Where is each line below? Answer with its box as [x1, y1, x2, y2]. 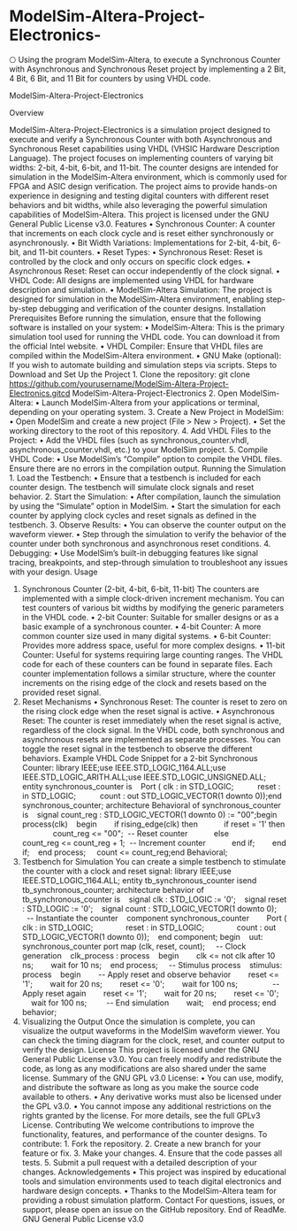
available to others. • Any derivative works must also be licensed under [21, 1091, 282, 1102]
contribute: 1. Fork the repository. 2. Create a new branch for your [21, 1138, 262, 1149]
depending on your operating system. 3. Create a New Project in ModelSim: [9, 406, 285, 417]
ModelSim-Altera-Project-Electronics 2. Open [72, 388, 239, 398]
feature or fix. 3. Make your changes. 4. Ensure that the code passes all [21, 1148, 283, 1158]
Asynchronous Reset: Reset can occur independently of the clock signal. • [9, 265, 281, 276]
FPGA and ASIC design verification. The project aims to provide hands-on [9, 181, 278, 191]
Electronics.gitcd [9, 388, 71, 398]
